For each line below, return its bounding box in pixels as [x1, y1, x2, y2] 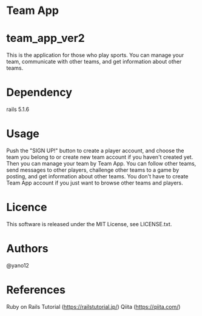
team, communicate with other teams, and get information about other [6, 58, 182, 66]
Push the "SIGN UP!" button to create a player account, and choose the [6, 147, 184, 154]
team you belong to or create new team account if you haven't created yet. [6, 153, 194, 161]
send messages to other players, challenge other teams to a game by [6, 166, 180, 173]
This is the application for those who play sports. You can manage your [6, 52, 184, 59]
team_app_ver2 [6, 32, 85, 45]
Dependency [6, 86, 73, 99]
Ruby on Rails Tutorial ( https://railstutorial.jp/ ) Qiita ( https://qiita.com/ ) [6, 303, 181, 310]
